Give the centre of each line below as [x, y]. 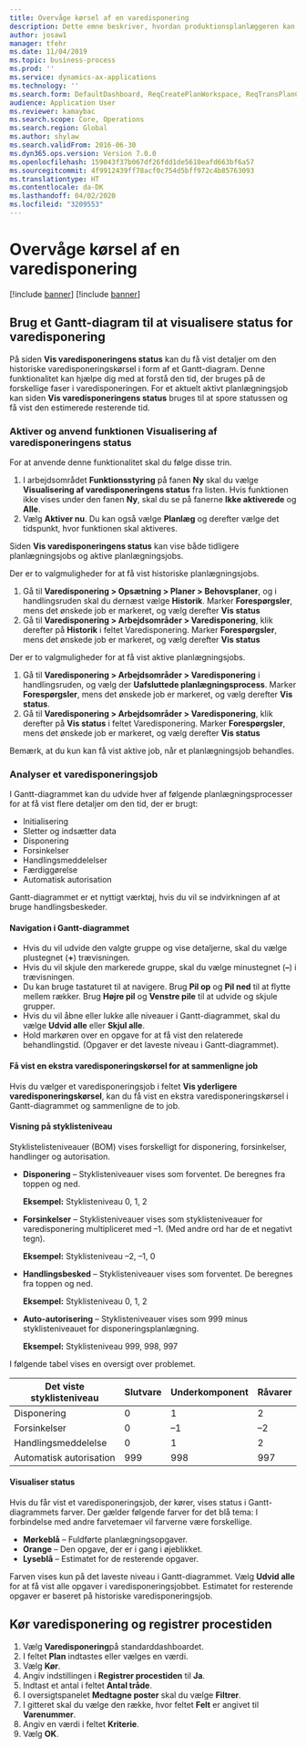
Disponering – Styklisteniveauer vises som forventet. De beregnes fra [154, 1174]
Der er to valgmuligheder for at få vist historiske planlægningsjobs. [134, 573]
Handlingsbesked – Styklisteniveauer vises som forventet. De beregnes [158, 1274]
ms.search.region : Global [58, 129]
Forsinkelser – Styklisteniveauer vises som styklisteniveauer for [143, 1219]
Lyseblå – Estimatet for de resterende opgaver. [110, 1559]
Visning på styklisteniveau [61, 1126]
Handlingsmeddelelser [65, 860]
